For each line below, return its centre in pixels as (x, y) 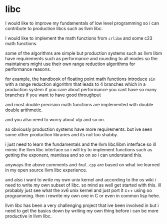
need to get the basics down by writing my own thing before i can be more (82, 210)
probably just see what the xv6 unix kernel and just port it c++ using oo (79, 190)
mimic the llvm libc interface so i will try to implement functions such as (79, 149)
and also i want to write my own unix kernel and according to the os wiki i (80, 179)
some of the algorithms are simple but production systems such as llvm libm (84, 53)
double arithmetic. (24, 110)
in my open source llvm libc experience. (46, 170)
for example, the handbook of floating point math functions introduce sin (80, 79)
